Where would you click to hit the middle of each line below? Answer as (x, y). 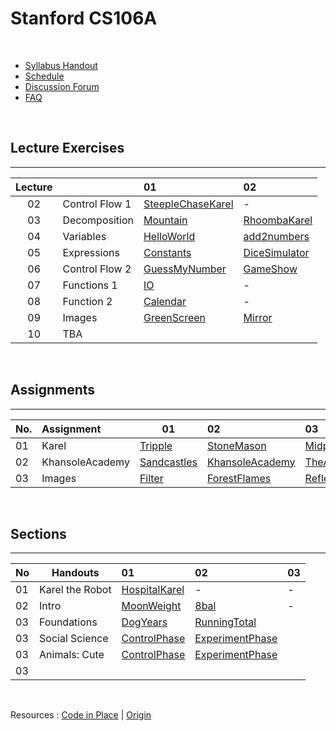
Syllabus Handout (61, 65)
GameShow (270, 269)
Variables (84, 236)
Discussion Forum (62, 86)
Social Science (74, 639)
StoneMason (237, 445)
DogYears (144, 622)
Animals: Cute (72, 655)
